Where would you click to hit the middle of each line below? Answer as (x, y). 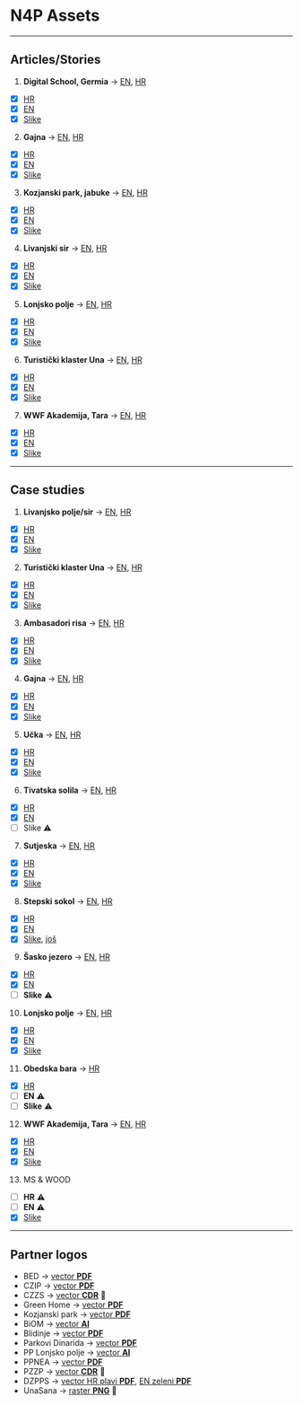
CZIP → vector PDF (59, 1286)
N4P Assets (55, 16)
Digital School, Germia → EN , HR (85, 81)
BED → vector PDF (57, 1277)
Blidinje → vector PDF (63, 1333)
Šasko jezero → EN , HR (67, 957)
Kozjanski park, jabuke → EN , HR (86, 193)
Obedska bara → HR (61, 1068)
